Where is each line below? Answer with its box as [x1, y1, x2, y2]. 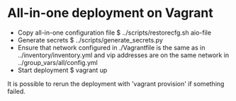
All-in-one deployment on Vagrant [7, 5, 214, 21]
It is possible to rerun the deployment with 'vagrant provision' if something [7, 79, 225, 88]
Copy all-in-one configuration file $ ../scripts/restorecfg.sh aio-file [17, 28, 211, 37]
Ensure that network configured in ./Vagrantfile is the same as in [17, 43, 206, 52]
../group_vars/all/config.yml [17, 58, 98, 66]
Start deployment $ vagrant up [17, 66, 108, 74]
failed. [7, 87, 26, 95]
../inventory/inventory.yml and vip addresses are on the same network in [17, 51, 230, 59]
